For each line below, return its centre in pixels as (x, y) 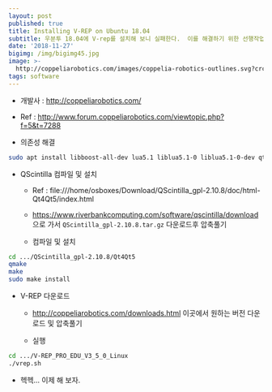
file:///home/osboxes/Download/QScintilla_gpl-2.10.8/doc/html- (155, 190)
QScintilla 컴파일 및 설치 (58, 174)
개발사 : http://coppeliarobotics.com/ (81, 100)
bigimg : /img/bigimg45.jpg (54, 54)
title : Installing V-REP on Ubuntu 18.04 (79, 31)
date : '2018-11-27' (41, 46)
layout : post (30, 16)
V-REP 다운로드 (45, 296)
